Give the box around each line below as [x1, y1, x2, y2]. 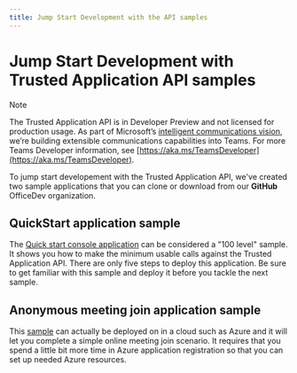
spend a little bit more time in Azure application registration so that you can [9, 345, 284, 355]
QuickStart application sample [9, 215, 181, 230]
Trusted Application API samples [9, 70, 256, 89]
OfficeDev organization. [9, 190, 96, 200]
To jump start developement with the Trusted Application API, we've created [9, 171, 288, 182]
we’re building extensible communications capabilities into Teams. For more [9, 135, 286, 146]
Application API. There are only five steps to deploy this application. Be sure [9, 258, 286, 268]
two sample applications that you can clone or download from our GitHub [9, 181, 277, 191]
